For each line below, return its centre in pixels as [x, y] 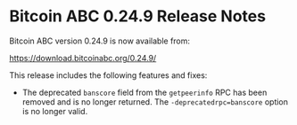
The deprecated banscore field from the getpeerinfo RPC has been [144, 92]
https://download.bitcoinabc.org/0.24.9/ [83, 58]
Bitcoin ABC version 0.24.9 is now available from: [99, 41]
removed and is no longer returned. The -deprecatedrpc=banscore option [155, 102]
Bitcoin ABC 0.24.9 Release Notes [137, 16]
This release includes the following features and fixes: [108, 75]
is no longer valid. [55, 111]
